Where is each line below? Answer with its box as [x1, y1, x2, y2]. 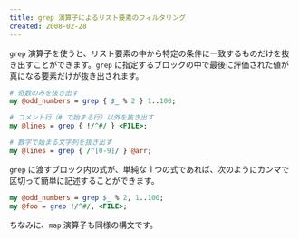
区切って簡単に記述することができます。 [9, 175, 159, 186]
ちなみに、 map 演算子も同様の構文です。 [9, 219, 159, 230]
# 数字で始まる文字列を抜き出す [9, 138, 112, 147]
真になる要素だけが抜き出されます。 [9, 70, 144, 81]
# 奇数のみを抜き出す [9, 88, 79, 98]
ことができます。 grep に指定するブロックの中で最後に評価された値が [33, 59, 290, 70]
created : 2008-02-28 [9, 22, 88, 31]
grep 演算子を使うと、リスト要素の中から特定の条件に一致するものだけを [9, 47, 283, 59]
